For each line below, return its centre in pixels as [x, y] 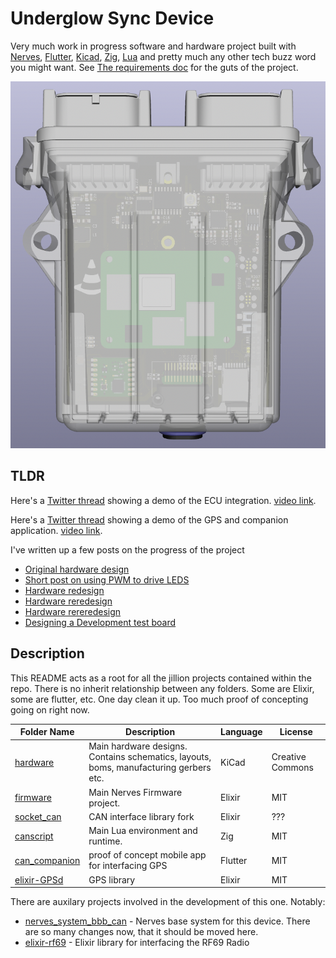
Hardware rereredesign [73, 611]
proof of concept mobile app [147, 855]
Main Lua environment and [143, 831]
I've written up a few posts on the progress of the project [127, 549]
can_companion [47, 860]
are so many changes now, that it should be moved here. [141, 932]
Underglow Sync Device [112, 18]
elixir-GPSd [39, 879]
